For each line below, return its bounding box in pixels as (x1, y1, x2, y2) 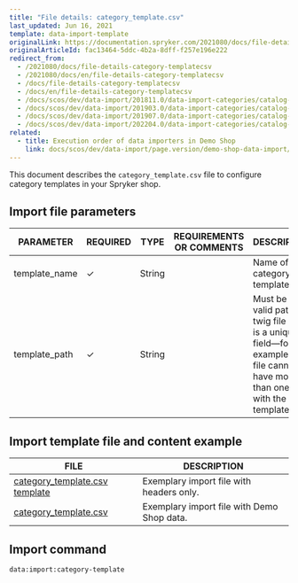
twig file (252, 315, 286, 328)
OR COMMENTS (174, 241, 244, 253)
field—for (252, 338, 293, 350)
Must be (252, 293, 287, 306)
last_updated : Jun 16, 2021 (9, 21, 114, 30)
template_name (13, 268, 78, 280)
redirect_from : (9, 54, 66, 63)
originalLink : (9, 37, 62, 47)
